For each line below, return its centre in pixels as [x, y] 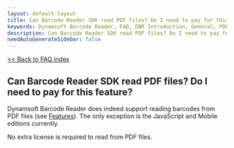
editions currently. [33, 123]
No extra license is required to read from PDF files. [80, 137]
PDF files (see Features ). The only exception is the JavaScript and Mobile [112, 116]
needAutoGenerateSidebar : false [54, 40]
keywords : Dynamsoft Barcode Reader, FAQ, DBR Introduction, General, [112, 26]
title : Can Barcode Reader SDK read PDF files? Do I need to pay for [110, 20]
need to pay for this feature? [70, 92]
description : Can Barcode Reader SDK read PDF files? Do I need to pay [113, 33]
